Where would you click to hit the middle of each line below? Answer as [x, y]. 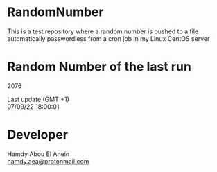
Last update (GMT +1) [38, 99]
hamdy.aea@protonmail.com [48, 161]
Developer [37, 135]
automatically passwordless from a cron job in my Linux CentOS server [108, 38]
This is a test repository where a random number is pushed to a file [103, 31]
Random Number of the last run [99, 67]
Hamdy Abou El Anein [38, 154]
